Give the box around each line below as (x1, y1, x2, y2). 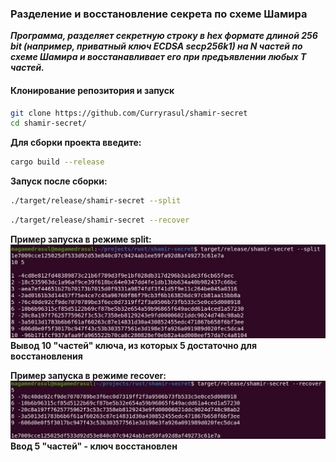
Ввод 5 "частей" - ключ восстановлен (10, 440, 178, 452)
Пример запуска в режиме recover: (10, 369, 167, 381)
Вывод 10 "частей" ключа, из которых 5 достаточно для (10, 339, 257, 351)
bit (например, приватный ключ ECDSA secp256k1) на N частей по (10, 40, 303, 52)
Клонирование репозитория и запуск (10, 84, 175, 96)
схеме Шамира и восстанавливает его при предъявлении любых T (10, 51, 307, 63)
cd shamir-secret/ (10, 118, 87, 129)
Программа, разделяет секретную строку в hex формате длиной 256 (10, 30, 318, 42)
